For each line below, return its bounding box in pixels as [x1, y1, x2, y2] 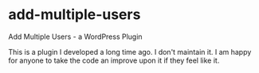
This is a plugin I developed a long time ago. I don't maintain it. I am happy [8, 47, 252, 56]
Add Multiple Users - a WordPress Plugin [8, 32, 143, 41]
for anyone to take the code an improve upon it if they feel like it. [8, 56, 220, 65]
